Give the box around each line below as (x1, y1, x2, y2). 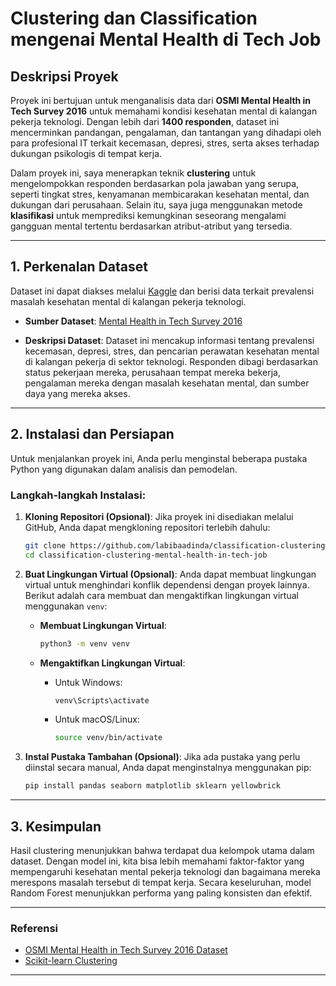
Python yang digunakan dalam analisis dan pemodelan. (10, 463, 238, 475)
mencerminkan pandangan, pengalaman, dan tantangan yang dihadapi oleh (10, 127, 322, 138)
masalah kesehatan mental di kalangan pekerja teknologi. (10, 295, 247, 307)
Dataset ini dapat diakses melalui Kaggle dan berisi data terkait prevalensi (10, 285, 315, 297)
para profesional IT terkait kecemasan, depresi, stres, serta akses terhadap (10, 137, 320, 149)
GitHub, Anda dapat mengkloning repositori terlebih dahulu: (24, 521, 271, 533)
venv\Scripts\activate (54, 695, 150, 706)
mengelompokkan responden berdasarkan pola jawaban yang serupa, (10, 178, 300, 189)
